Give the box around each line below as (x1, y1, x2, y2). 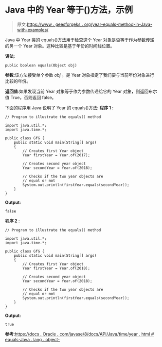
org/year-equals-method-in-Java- (84, 21, 152, 27)
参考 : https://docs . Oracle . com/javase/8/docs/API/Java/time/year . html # (5, 331, 154, 337)
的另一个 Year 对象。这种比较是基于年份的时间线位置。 (5, 43, 115, 49)
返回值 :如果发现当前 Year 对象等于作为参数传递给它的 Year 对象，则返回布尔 (5, 88, 157, 94)
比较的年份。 (5, 78, 31, 84)
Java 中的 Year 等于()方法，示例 (5, 4, 133, 16)
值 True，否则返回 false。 (5, 94, 56, 100)
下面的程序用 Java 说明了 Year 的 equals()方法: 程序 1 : (5, 105, 114, 111)
